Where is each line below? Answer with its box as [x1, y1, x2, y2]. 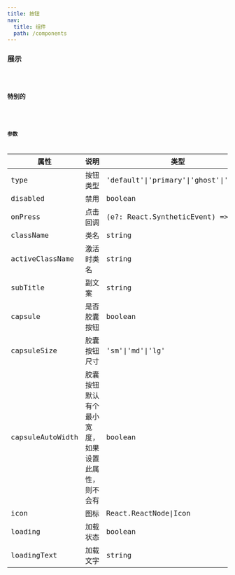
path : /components [13, 29, 68, 37]
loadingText [10, 551, 57, 560]
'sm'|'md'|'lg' [106, 346, 166, 355]
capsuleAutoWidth [10, 432, 79, 441]
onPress [10, 212, 41, 221]
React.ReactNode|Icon [106, 509, 191, 518]
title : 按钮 [7, 10, 40, 17]
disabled [10, 194, 45, 203]
